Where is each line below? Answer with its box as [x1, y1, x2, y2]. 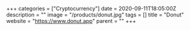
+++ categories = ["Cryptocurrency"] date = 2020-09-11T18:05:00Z [6, 5, 177, 12]
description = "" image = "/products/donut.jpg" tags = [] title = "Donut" [6, 11, 184, 18]
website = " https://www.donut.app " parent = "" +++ [6, 18, 137, 24]
